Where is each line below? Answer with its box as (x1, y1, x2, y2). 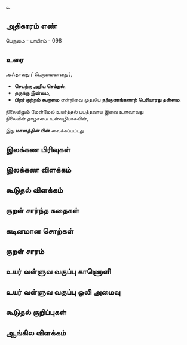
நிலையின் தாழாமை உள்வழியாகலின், (5, 114, 88, 122)
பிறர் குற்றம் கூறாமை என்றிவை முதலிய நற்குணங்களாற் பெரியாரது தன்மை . (14, 96, 182, 103)
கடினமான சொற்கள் (5, 226, 74, 236)
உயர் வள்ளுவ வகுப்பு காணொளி (5, 267, 111, 277)
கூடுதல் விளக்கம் (5, 185, 63, 195)
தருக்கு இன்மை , (14, 89, 50, 96)
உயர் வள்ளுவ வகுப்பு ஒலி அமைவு (5, 287, 121, 297)
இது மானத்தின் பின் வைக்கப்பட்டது (5, 126, 84, 134)
